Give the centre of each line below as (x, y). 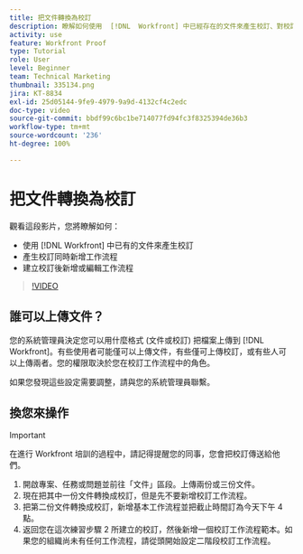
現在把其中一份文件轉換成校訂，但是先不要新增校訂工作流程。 (137, 496)
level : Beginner (40, 69)
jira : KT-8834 (36, 93)
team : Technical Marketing (60, 77)
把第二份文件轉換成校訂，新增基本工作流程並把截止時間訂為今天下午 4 (152, 507)
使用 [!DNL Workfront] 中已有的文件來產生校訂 (108, 245)
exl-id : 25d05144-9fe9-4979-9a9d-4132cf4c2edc (98, 102)
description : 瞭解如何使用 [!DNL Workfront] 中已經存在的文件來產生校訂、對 (147, 26)
